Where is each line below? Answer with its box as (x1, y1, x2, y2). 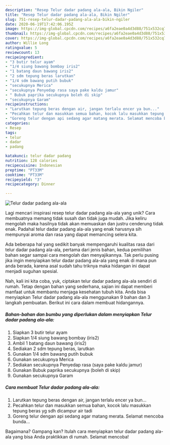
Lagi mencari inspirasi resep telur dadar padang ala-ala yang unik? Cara (5, 210, 155, 216)
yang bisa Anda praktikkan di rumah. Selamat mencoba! (12, 434, 129, 440)
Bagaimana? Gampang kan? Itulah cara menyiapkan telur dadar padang (5, 428, 154, 434)
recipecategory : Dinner (5, 182, 56, 187)
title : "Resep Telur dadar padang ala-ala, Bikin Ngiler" (5, 12, 130, 17)
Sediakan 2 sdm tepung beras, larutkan (12, 346, 95, 352)
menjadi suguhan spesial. (5, 268, 58, 275)
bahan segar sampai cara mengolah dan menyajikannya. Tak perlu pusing (5, 252, 159, 258)
